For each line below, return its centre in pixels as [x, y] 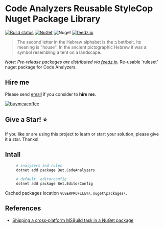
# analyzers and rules [39, 166]
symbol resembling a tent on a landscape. [59, 52]
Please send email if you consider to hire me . [51, 94]
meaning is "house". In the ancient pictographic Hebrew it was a [82, 47]
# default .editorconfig [41, 179]
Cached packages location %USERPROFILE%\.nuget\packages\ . [66, 193]
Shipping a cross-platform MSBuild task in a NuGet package [73, 220]
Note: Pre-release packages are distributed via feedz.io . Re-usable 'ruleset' [82, 62]
